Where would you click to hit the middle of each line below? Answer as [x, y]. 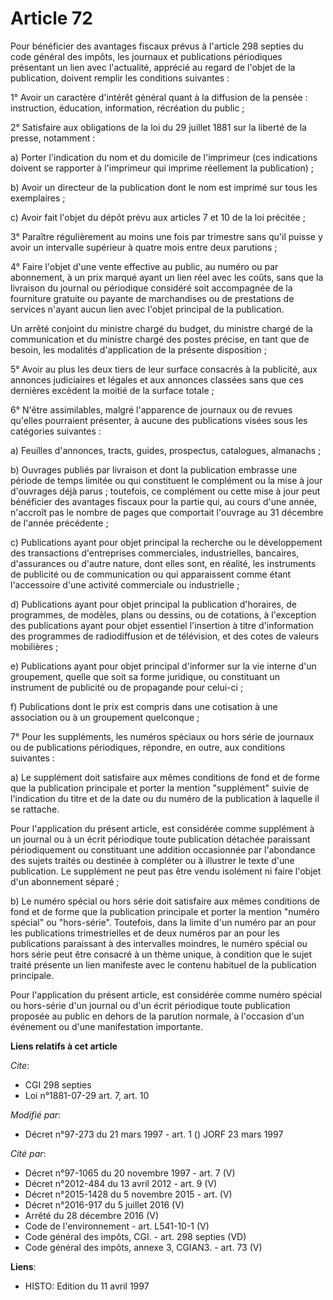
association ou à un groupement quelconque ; [105, 717]
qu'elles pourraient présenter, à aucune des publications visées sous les [159, 420]
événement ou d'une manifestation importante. [107, 1026]
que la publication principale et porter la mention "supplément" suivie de [160, 788]
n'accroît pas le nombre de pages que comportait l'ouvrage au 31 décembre [167, 512]
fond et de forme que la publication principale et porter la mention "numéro [165, 911]
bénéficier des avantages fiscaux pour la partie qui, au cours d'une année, [164, 501]
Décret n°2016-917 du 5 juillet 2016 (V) [104, 1204]
